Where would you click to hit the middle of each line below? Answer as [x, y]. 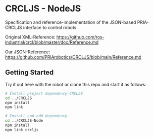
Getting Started [29, 73]
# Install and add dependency [36, 116]
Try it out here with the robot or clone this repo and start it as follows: [76, 84]
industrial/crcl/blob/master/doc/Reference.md [52, 42]
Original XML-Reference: [30, 37]
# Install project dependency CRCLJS [44, 93]
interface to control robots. [51, 27]
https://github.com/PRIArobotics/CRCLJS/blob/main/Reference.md [73, 57]
